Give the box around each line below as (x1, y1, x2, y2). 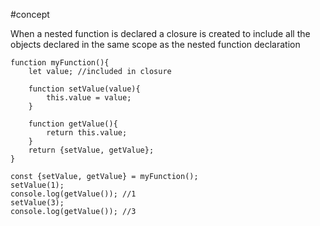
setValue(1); (10, 180, 65, 190)
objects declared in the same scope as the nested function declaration (10, 39, 301, 50)
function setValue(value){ (28, 84, 141, 94)
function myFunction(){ (10, 58, 110, 68)
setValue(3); (10, 198, 65, 208)
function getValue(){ (28, 119, 118, 129)
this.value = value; (46, 93, 132, 103)
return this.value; (46, 128, 128, 138)
